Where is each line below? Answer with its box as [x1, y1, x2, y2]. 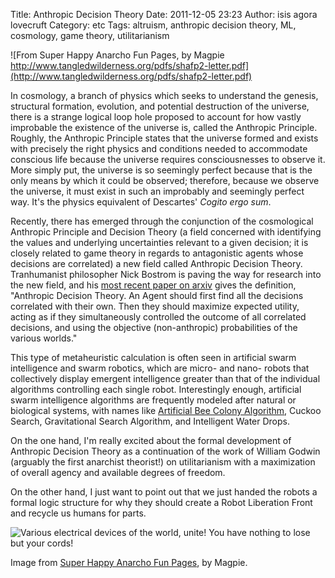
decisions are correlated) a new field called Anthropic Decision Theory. [10, 258, 303, 269]
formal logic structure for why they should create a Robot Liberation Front [10, 497, 313, 508]
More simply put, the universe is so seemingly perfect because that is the [10, 164, 313, 176]
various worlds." [10, 332, 78, 344]
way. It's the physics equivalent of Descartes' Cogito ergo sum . [10, 196, 272, 208]
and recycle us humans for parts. [10, 507, 147, 519]
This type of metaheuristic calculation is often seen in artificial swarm [10, 352, 297, 363]
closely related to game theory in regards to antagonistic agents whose [10, 247, 304, 259]
